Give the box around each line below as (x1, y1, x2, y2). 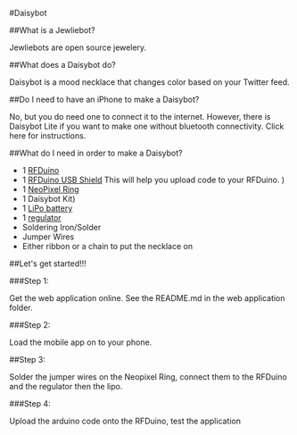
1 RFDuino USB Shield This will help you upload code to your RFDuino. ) (21, 174, 285, 185)
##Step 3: (9, 355, 46, 364)
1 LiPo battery (21, 203, 73, 213)
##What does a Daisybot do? (9, 60, 116, 70)
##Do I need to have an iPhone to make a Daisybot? (9, 94, 200, 105)
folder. (9, 303, 33, 313)
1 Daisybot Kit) (21, 194, 76, 204)
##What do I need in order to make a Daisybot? (9, 147, 183, 158)
